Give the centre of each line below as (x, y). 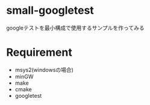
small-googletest (50, 10)
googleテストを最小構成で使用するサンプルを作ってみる (75, 28)
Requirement (39, 52)
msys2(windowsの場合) (44, 70)
